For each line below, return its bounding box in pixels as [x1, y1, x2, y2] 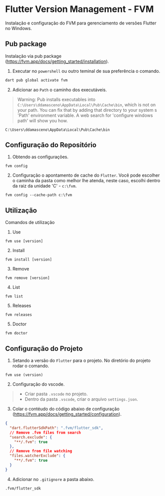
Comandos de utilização [5, 220, 55, 226]
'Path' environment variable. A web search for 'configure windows [17, 112, 153, 118]
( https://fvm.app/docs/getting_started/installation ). [5, 58, 109, 64]
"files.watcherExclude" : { [9, 453, 66, 459]
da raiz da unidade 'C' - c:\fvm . [12, 183, 77, 189]
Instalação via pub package [5, 53, 62, 59]
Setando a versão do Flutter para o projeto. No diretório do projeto [12, 358, 151, 364]
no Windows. [5, 25, 32, 31]
